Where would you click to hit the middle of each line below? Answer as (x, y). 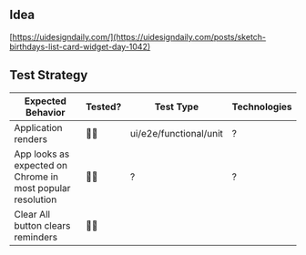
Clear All (32, 214)
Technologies (262, 107)
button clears (42, 225)
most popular (42, 188)
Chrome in (36, 177)
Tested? (103, 107)
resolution (36, 199)
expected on (41, 165)
